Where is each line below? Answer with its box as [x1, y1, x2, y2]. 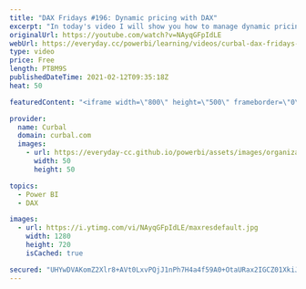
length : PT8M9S [9, 65, 67, 74]
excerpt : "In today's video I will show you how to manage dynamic [9, 22, 271, 31]
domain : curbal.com [17, 131, 92, 140]
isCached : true [25, 248, 84, 258]
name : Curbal [17, 122, 67, 132]
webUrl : [9, 38, 39, 48]
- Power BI [17, 190, 59, 199]
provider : [9, 114, 47, 123]
